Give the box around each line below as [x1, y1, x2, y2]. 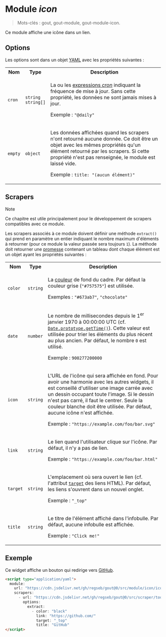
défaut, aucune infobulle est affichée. [47, 521, 134, 528]
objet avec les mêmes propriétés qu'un [50, 141, 141, 148]
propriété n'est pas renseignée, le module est [50, 154, 156, 161]
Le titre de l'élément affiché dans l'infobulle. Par [47, 515, 159, 522]
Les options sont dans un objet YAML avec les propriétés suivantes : [5, 57, 144, 63]
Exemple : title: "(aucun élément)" [50, 171, 135, 178]
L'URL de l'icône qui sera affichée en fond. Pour [47, 372, 159, 379]
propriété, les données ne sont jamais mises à [50, 94, 157, 101]
